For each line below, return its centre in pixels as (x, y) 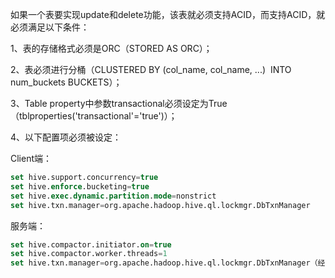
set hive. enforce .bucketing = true (80, 186)
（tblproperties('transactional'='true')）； (94, 116)
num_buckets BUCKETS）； (66, 82)
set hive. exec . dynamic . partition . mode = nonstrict (113, 196)
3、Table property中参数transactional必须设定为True (119, 103)
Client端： (31, 158)
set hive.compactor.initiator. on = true (91, 244)
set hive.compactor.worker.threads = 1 (89, 254)
